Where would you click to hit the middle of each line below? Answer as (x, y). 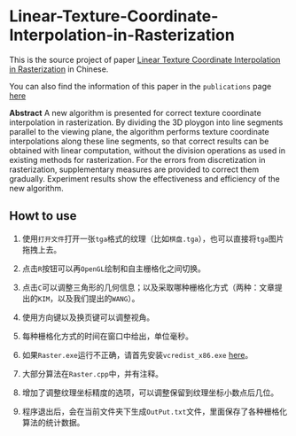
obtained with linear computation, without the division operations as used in (148, 150)
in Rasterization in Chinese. (59, 69)
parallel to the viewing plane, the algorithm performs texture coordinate (139, 131)
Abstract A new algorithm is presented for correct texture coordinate (135, 113)
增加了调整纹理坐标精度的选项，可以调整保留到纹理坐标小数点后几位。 (150, 393)
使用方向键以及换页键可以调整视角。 (88, 317)
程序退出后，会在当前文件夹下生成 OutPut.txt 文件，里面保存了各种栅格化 (155, 411)
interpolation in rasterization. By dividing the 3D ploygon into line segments (146, 122)
